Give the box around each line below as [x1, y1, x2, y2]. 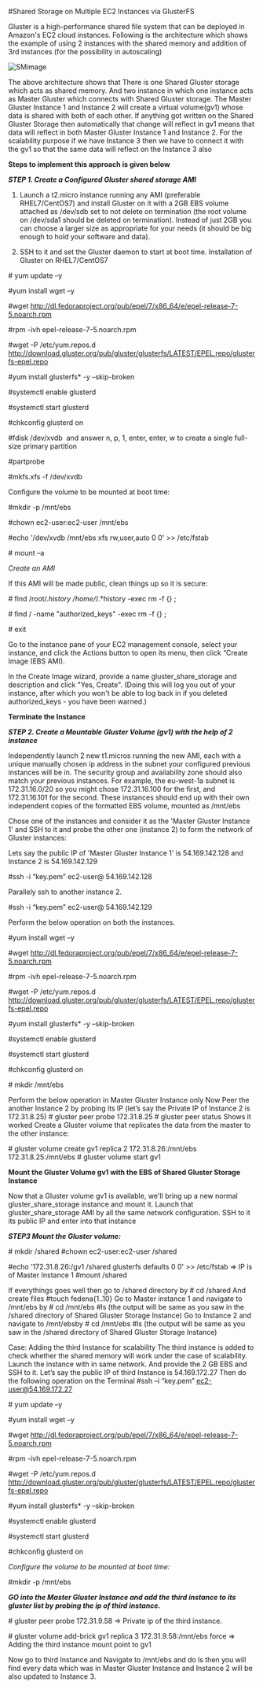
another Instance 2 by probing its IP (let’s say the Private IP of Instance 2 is [8, 1103, 250, 1113]
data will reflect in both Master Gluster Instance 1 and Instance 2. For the [8, 128, 243, 137]
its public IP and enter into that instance [8, 1216, 137, 1225]
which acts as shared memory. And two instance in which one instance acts [8, 86, 254, 95]
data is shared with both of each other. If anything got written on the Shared [8, 111, 254, 120]
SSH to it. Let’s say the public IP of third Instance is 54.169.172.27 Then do [8, 1368, 247, 1377]
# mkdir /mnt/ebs [8, 1080, 64, 1089]
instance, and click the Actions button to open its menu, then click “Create [8, 649, 249, 657]
